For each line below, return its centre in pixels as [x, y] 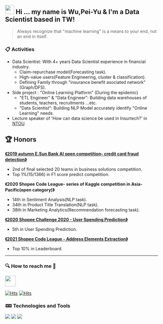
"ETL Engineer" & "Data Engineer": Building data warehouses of [83, 98]
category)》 [43, 190]
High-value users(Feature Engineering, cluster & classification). [83, 77]
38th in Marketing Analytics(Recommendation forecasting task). [76, 210]
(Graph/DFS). [33, 87]
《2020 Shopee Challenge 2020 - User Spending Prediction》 [66, 219]
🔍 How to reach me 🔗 [31, 266]
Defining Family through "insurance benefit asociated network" [82, 82]
